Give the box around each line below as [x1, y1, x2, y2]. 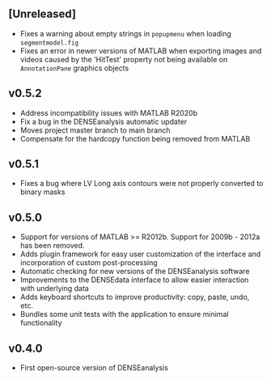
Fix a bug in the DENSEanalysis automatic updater [19, 116, 188, 126]
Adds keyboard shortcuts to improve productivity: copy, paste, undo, [19, 292, 250, 302]
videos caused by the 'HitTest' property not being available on [19, 54, 228, 64]
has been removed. [19, 241, 85, 251]
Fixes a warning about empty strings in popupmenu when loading [19, 28, 232, 38]
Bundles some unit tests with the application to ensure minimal [19, 310, 229, 319]
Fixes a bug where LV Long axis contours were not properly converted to [19, 179, 264, 188]
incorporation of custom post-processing [19, 258, 158, 268]
